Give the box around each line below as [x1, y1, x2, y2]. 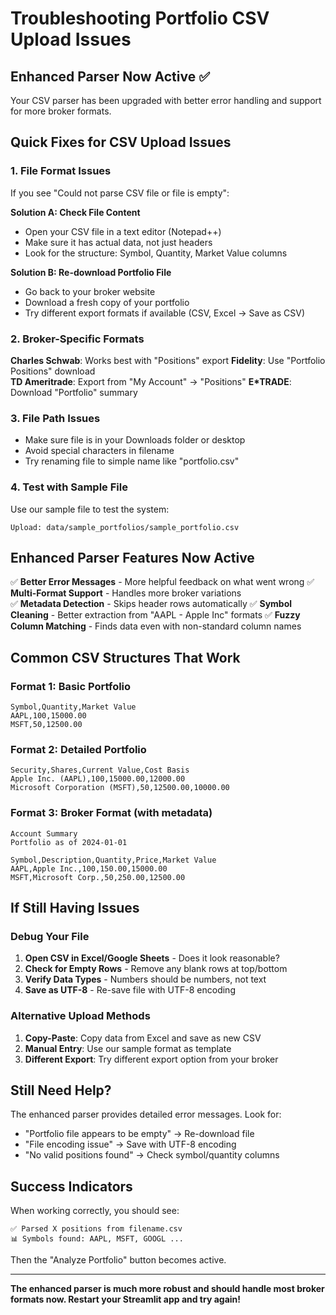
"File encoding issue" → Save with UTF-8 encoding [24, 1138, 237, 1151]
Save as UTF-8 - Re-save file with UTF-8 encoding [24, 984, 236, 996]
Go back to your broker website [24, 285, 156, 297]
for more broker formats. [10, 105, 112, 117]
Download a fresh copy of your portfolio [24, 296, 190, 308]
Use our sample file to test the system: [10, 503, 170, 515]
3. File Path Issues [10, 411, 101, 425]
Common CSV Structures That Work [10, 649, 241, 666]
